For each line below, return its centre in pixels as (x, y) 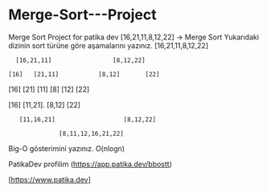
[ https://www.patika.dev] (49, 179)
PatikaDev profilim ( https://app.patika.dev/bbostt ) (90, 164)
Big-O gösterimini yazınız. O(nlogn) (67, 148)
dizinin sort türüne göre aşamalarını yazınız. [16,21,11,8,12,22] (109, 45)
